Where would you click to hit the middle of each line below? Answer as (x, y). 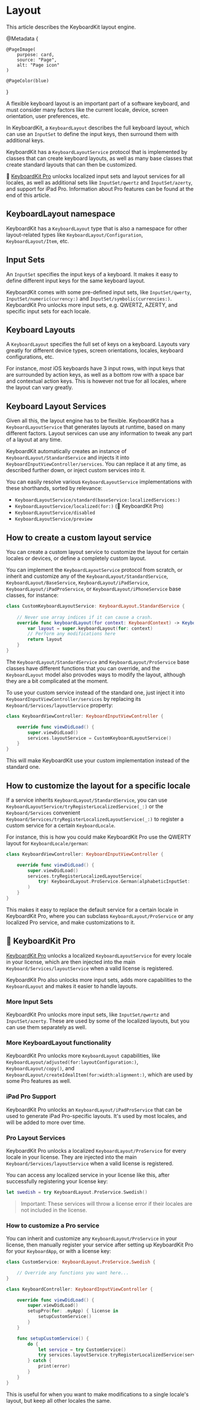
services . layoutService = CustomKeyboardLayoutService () (99, 738)
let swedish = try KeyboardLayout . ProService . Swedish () (77, 1192)
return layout (45, 639)
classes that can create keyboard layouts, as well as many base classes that (99, 158)
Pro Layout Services (36, 1138)
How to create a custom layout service (79, 538)
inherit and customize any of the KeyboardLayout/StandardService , (87, 576)
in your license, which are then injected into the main (71, 962)
